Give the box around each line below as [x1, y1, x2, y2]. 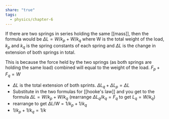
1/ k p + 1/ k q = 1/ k [12, 107, 47, 114]
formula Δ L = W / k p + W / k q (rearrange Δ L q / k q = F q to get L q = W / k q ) [12, 94, 156, 101]
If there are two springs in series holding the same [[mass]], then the [5, 31, 149, 37]
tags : [5, 12, 17, 17]
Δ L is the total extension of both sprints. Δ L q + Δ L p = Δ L [12, 82, 130, 89]
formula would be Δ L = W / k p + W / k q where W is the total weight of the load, [5, 36, 164, 44]
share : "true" [5, 7, 36, 13]
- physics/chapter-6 [10, 17, 53, 22]
